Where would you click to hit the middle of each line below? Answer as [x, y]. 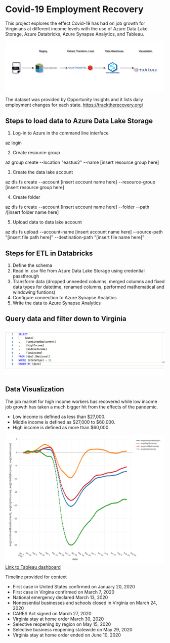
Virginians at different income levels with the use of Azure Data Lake [76, 28]
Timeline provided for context [36, 577]
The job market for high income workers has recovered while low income [81, 401]
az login [13, 143]
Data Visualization [35, 389]
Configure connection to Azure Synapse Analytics [65, 298]
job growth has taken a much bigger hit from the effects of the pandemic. [82, 407]
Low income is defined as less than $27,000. [59, 417]
